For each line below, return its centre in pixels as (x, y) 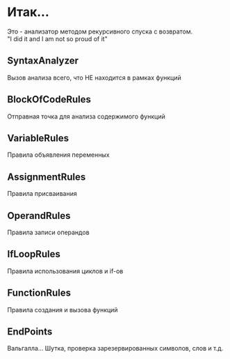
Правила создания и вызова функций (63, 310)
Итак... (28, 12)
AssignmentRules (47, 177)
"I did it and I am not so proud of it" (57, 38)
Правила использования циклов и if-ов (65, 271)
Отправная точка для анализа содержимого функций (86, 116)
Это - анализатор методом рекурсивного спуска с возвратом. (100, 31)
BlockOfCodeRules (49, 99)
